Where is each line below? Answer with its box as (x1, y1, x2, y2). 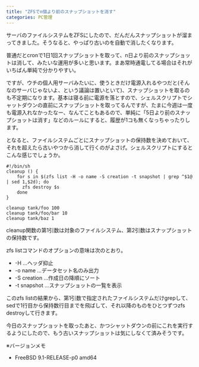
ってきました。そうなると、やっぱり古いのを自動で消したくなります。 (6, 39, 177, 46)
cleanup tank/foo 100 (6, 205, 60, 211)
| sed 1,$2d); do (6, 179, 49, 185)
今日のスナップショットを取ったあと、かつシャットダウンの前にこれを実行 (6, 322, 188, 329)
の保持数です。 (6, 234, 43, 241)
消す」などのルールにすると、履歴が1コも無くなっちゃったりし (37, 116, 191, 123)
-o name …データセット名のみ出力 (14, 266, 99, 274)
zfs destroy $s (21, 184, 60, 190)
